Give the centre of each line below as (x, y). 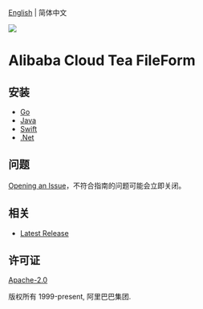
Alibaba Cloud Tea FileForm (102, 61)
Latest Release (45, 233)
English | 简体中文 (38, 12)
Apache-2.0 (28, 280)
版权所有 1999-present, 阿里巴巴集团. (70, 297)
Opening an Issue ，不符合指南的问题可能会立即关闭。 (97, 185)
